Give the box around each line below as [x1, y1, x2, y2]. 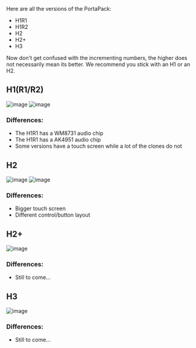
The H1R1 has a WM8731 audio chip [14, 130, 104, 137]
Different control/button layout [14, 211, 90, 218]
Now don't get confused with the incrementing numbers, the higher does [6, 54, 188, 61]
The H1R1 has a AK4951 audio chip [14, 136, 101, 143]
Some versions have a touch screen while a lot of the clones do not [14, 142, 182, 150]
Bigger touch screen [14, 205, 66, 212]
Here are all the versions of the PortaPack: [6, 5, 112, 12]
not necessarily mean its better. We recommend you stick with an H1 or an [6, 61, 191, 68]
